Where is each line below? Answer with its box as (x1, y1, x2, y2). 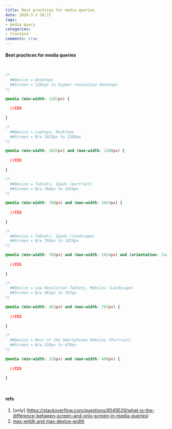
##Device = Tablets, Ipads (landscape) (10, 234, 95, 239)
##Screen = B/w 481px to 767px (10, 290, 77, 296)
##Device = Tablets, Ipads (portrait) (10, 181, 93, 187)
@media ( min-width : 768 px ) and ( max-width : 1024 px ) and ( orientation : (5, 253, 159, 258)
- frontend (5, 31, 29, 37)
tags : (5, 17, 17, 22)
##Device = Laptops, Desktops (10, 129, 74, 134)
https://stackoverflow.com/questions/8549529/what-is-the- (28, 407, 155, 413)
